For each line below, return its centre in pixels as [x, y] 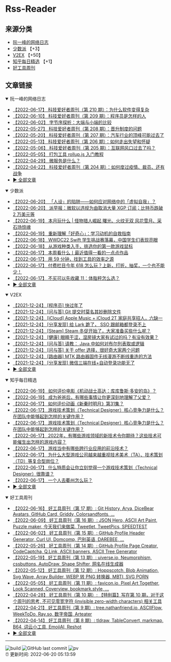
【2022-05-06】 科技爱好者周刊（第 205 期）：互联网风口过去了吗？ [84, 148]
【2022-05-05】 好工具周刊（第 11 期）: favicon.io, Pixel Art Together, [86, 583]
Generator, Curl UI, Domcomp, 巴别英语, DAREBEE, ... [68, 539]
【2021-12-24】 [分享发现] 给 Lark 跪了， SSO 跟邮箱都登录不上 [79, 324]
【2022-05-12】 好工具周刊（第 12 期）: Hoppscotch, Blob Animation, [86, 570]
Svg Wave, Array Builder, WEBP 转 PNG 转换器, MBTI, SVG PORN [81, 576]
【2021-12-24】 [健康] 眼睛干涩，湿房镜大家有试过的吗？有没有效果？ [85, 337]
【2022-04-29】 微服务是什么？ [46, 160]
